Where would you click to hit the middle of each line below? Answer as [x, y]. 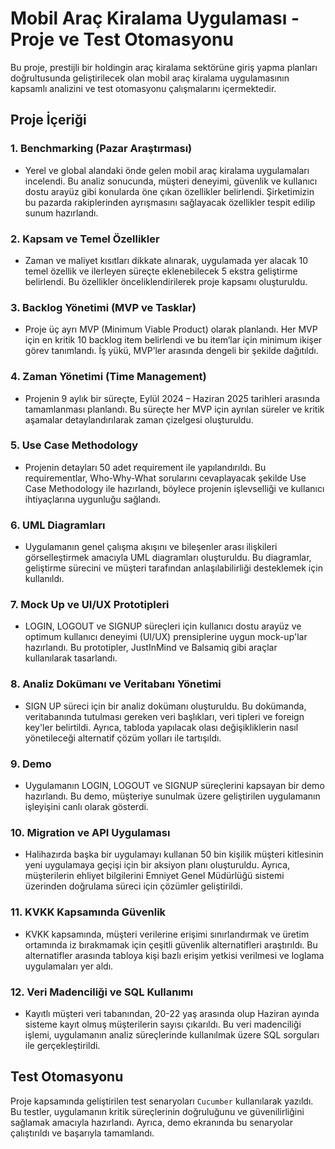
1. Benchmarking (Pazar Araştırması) [101, 149]
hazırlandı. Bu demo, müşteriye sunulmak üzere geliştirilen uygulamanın [172, 796]
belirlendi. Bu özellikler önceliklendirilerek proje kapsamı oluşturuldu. [166, 281]
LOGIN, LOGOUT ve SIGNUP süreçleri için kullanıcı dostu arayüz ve [163, 626]
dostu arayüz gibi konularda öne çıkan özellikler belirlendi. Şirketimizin [169, 191]
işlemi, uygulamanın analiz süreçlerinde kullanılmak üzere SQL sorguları [172, 1034]
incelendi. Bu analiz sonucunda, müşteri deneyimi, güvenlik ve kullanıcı [171, 181]
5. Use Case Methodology [74, 445]
